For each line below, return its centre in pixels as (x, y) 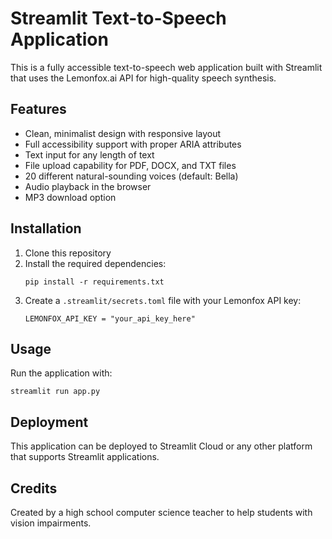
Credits (34, 488)
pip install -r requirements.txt (94, 282)
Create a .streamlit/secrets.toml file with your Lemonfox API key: (163, 300)
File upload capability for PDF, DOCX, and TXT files (130, 165)
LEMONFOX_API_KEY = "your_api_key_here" (110, 318)
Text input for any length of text (89, 154)
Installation (46, 228)
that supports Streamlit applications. (85, 457)
